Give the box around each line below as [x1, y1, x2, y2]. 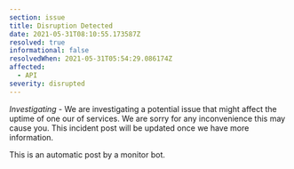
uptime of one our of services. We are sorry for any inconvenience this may [9, 113, 286, 124]
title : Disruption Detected [9, 21, 114, 30]
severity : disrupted [9, 79, 86, 88]
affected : [9, 63, 46, 72]
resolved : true [9, 37, 66, 47]
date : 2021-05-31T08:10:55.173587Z [9, 29, 141, 38]
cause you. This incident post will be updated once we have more [9, 122, 250, 133]
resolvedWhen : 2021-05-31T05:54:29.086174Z [9, 54, 173, 63]
